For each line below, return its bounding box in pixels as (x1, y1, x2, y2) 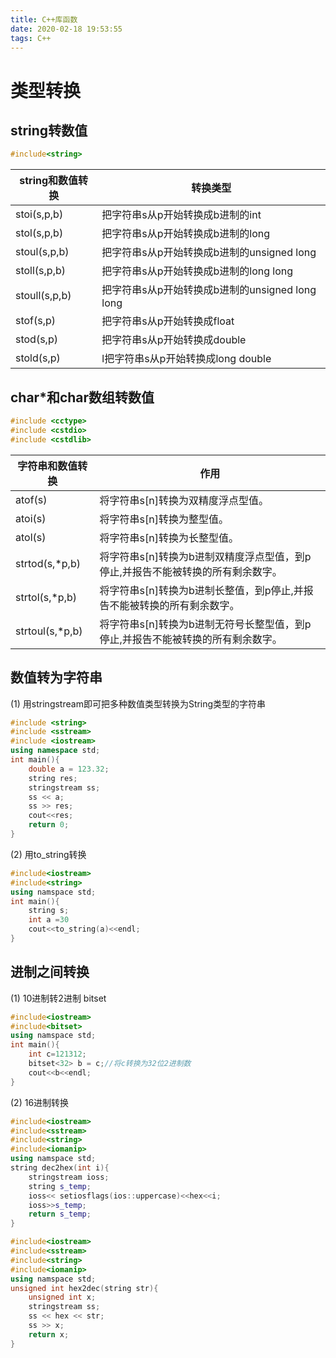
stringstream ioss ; (28, 1172, 110, 1182)
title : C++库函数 (10, 14, 78, 25)
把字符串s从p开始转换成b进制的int (101, 208, 262, 222)
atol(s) (15, 530, 47, 544)
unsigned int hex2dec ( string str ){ (10, 1283, 159, 1293)
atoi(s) (15, 511, 47, 525)
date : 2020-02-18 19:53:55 (10, 24, 123, 34)
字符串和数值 (17, 459, 78, 473)
